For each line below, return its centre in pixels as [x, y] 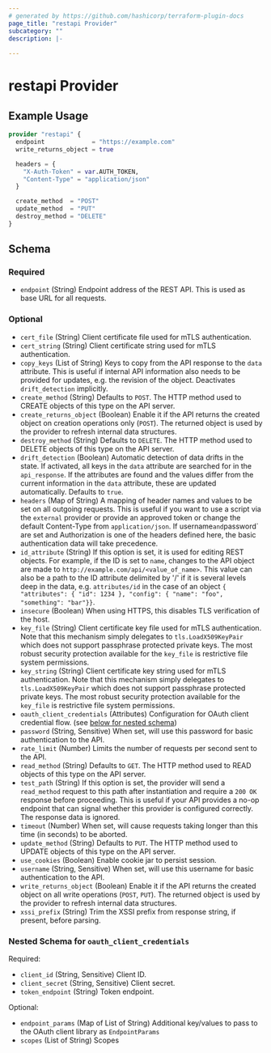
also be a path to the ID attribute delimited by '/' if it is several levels [133, 577]
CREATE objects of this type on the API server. [97, 405]
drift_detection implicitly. [64, 389]
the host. [35, 619]
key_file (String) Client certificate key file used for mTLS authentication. [141, 627]
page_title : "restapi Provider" [63, 23]
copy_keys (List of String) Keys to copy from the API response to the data [141, 363]
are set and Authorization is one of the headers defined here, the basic [138, 534]
